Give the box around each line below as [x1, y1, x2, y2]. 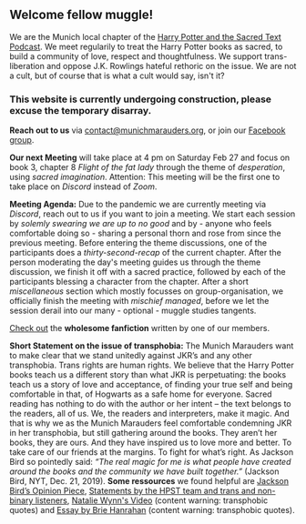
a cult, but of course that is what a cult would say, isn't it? [9, 70, 225, 81]
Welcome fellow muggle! [9, 7, 154, 23]
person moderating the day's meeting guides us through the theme [9, 257, 261, 267]
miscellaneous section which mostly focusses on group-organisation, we [9, 286, 284, 297]
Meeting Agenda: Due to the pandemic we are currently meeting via [9, 199, 267, 210]
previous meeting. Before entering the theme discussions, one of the [9, 237, 267, 248]
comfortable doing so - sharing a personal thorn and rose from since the [9, 227, 281, 239]
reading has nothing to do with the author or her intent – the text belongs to [9, 398, 291, 409]
